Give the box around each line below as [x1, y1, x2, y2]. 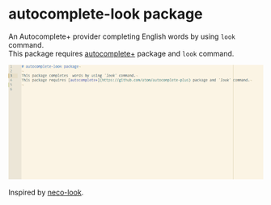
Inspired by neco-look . [8, 187, 84, 197]
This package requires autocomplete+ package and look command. [8, 48, 235, 58]
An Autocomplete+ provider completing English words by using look [8, 31, 236, 41]
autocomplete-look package [8, 5, 204, 23]
